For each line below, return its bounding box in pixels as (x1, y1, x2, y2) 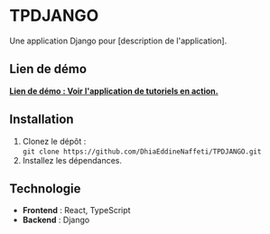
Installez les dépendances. (22, 154, 123, 165)
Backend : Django (22, 214, 90, 226)
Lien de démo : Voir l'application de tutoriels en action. (9, 85, 219, 96)
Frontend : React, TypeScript (22, 205, 131, 216)
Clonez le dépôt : (22, 136, 87, 146)
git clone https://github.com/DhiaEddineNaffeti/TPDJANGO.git (22, 146, 262, 156)
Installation (9, 112, 74, 127)
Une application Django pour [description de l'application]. (9, 35, 228, 46)
